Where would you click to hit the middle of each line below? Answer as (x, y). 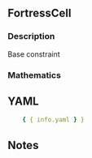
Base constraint (34, 54)
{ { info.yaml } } (53, 120)
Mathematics (35, 75)
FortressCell (39, 13)
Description (31, 36)
